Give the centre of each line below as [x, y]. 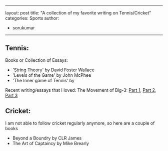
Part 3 [11, 95]
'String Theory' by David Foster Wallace [53, 70]
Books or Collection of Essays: [37, 60]
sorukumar [23, 28]
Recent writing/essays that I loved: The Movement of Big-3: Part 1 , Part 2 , [81, 90]
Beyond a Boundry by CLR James [47, 138]
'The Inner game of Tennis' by [43, 80]
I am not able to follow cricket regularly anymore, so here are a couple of [80, 123]
